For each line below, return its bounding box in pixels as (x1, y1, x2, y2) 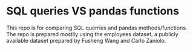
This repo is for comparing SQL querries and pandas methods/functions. (6, 24, 188, 31)
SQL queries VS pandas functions (6, 4, 180, 18)
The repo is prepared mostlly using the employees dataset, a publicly (6, 30, 178, 37)
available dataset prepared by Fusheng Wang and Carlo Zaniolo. (6, 37, 166, 44)
